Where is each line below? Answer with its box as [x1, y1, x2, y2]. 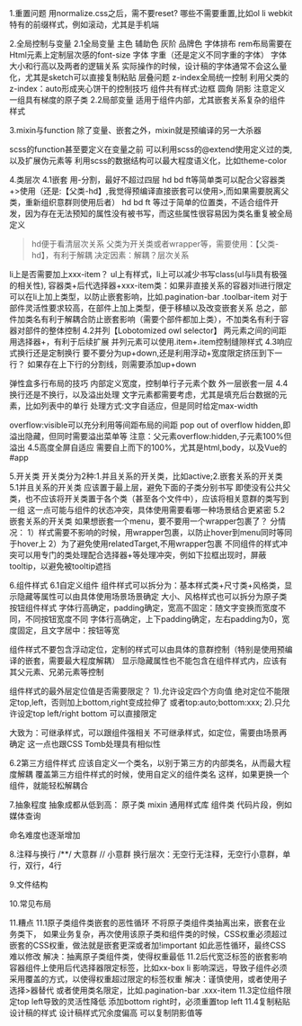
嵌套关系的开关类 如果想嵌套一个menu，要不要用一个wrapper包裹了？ [9, 516, 269, 526]
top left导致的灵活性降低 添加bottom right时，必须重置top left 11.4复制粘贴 [16, 996, 290, 1006]
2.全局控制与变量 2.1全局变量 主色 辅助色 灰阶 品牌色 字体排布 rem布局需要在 [9, 39, 292, 49]
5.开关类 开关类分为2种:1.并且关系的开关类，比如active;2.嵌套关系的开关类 [9, 471, 283, 481]
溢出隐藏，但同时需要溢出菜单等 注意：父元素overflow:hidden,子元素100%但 [9, 431, 292, 441]
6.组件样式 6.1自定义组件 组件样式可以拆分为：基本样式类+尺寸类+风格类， [9, 580, 285, 590]
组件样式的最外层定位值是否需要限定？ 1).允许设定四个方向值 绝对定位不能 [9, 686, 282, 696]
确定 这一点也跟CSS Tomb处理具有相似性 [9, 739, 162, 749]
